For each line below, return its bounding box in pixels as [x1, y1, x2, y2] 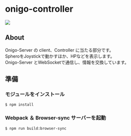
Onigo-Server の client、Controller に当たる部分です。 [5, 47, 114, 53]
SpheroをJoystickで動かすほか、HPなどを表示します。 [5, 53, 115, 59]
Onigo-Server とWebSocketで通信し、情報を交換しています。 [5, 59, 129, 65]
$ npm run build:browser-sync [5, 126, 67, 131]
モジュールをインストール [5, 91, 65, 98]
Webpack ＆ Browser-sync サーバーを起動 [5, 114, 106, 121]
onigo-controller [5, 3, 73, 15]
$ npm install [5, 102, 34, 107]
